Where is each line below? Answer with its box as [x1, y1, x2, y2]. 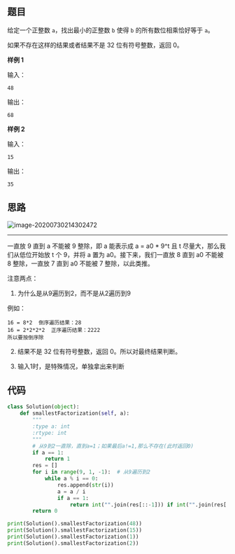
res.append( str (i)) [57, 481, 114, 488]
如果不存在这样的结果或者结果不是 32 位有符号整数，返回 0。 [7, 41, 183, 49]
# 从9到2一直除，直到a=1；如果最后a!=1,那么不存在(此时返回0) [32, 443, 194, 450]
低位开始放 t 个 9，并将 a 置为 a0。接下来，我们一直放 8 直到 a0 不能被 [19, 250, 224, 258]
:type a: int [32, 423, 71, 430]
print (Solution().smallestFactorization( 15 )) [7, 527, 142, 534]
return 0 [32, 508, 58, 515]
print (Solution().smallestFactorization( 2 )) [7, 539, 139, 547]
